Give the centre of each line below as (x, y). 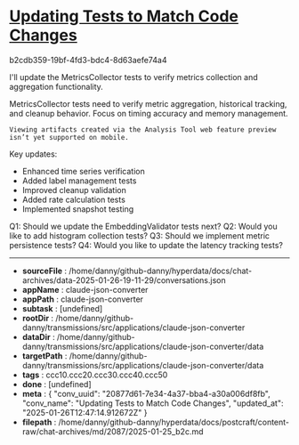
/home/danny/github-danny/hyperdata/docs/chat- (160, 271)
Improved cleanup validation (74, 190)
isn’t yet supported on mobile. (69, 137)
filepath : (39, 422)
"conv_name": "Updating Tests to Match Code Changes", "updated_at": (153, 403)
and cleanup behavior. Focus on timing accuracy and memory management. (149, 113)
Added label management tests (79, 181)
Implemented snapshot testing (78, 209)
